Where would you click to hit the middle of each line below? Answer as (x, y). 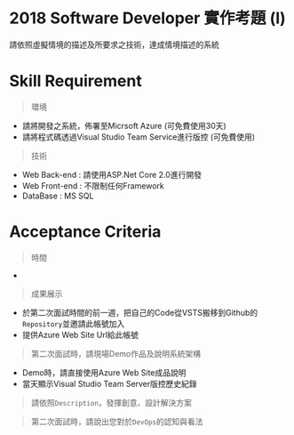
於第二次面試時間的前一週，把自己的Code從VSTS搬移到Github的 (140, 312)
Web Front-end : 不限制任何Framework (93, 185)
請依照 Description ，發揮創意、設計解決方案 (111, 402)
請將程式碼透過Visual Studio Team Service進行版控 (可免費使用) (139, 137)
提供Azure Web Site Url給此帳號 (80, 334)
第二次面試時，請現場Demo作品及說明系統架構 (116, 353)
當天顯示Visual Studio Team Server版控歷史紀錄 (109, 383)
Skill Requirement (75, 81)
